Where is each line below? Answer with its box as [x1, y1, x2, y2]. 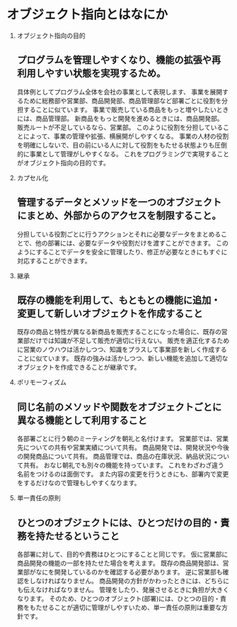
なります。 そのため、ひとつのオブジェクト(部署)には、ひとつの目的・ [16, 594, 221, 603]
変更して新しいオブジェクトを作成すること [16, 307, 203, 319]
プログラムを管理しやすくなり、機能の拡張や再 [16, 54, 221, 66]
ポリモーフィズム [16, 378, 67, 387]
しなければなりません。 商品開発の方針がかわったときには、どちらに [29, 577, 230, 585]
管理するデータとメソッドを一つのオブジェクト [16, 196, 222, 209]
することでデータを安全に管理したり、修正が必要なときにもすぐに [35, 248, 228, 256]
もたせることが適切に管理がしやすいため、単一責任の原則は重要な [29, 604, 222, 611]
